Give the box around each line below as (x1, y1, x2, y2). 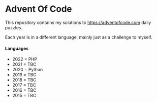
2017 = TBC (12, 82, 36, 88)
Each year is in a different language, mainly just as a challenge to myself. (5, 34, 153, 40)
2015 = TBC (12, 93, 36, 99)
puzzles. (5, 24, 23, 30)
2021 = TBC (12, 61, 36, 67)
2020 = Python (12, 67, 43, 73)
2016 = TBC (12, 87, 37, 93)
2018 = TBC (12, 77, 37, 83)
